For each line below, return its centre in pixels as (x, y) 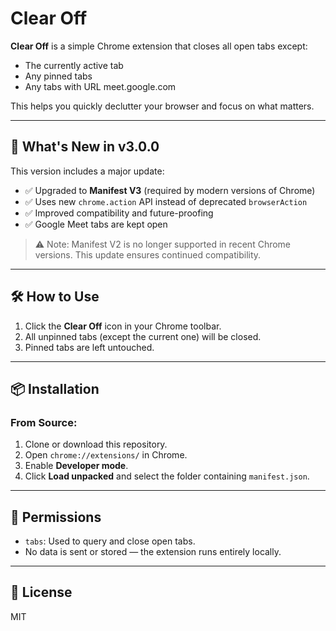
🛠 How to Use (55, 297)
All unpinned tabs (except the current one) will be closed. (143, 336)
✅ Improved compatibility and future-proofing (119, 213)
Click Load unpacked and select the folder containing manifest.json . (167, 476)
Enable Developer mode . (76, 466)
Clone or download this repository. (96, 444)
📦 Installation (55, 388)
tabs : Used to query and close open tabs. (110, 541)
